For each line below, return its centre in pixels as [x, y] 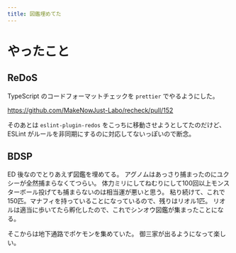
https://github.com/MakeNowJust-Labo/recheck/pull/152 [90, 110]
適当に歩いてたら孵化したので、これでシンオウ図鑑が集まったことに [119, 210]
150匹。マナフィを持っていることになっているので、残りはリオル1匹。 [109, 201]
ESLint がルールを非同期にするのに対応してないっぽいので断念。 [101, 134]
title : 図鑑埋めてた [34, 14]
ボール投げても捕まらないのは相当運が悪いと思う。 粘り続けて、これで [122, 192]
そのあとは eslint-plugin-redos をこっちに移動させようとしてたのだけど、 [116, 124]
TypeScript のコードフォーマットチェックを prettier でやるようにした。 [113, 96]
